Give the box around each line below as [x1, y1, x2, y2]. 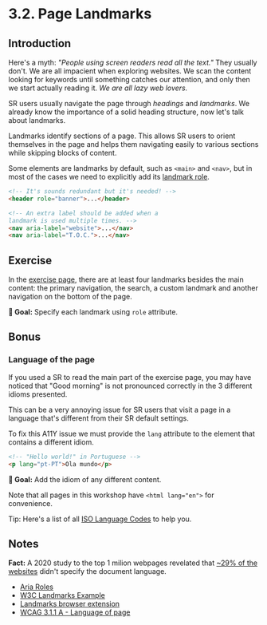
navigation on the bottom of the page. [8, 292, 133, 302]
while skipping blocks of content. [8, 148, 117, 157]
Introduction [8, 37, 72, 50]
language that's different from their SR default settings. [8, 413, 189, 423]
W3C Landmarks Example [19, 591, 105, 600]
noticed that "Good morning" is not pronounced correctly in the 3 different [8, 381, 253, 390]
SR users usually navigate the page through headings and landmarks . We [8, 99, 249, 108]
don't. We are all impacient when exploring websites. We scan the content [8, 66, 252, 76]
